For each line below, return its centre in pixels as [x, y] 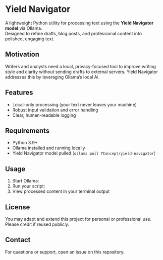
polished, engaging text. [30, 39]
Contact [18, 240]
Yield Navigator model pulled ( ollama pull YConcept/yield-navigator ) [84, 153]
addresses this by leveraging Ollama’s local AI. [53, 77]
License [18, 207]
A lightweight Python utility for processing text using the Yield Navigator [79, 23]
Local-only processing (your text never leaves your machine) [75, 104]
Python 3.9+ [25, 143]
